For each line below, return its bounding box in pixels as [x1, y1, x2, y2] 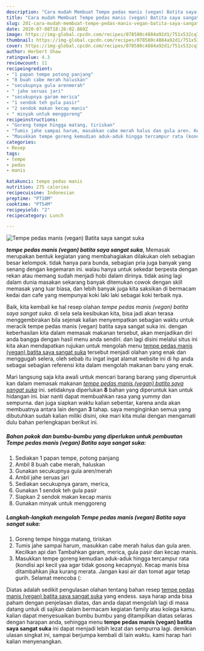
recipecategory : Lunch [6, 213, 64, 219]
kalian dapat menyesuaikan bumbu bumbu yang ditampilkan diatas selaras [6, 612, 192, 619]
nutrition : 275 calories [6, 184, 69, 191]
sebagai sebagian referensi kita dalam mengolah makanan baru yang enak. [6, 362, 194, 369]
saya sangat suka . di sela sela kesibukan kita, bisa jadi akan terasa [6, 310, 174, 317]
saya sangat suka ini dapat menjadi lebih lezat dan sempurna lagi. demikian [6, 625, 196, 632]
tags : [6, 150, 20, 157]
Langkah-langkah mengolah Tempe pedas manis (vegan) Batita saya [6, 513, 186, 521]
